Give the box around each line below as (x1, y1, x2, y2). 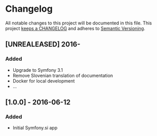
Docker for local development (12, 77, 75, 84)
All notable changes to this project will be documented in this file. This (5, 20, 152, 26)
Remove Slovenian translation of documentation (12, 72, 113, 78)
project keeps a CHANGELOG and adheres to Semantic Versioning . (5, 25, 146, 31)
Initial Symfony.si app (12, 125, 57, 131)
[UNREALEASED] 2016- (5, 40, 80, 49)
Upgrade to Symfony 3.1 (12, 67, 63, 73)
